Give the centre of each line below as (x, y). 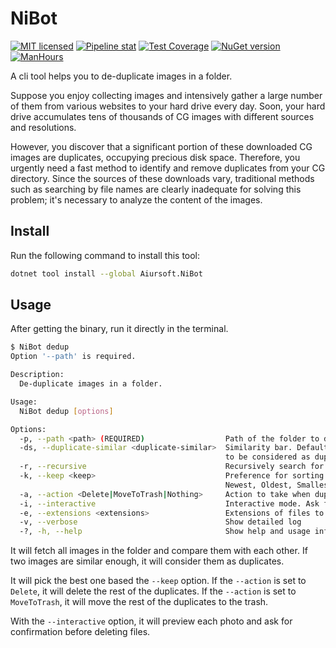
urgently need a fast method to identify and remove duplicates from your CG (168, 168)
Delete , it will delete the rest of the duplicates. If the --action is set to (153, 591)
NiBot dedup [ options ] (66, 411)
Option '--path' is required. (73, 357)
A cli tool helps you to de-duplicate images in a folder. (121, 76)
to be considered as (267, 457)
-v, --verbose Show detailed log (160, 522)
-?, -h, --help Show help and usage (165, 532)
